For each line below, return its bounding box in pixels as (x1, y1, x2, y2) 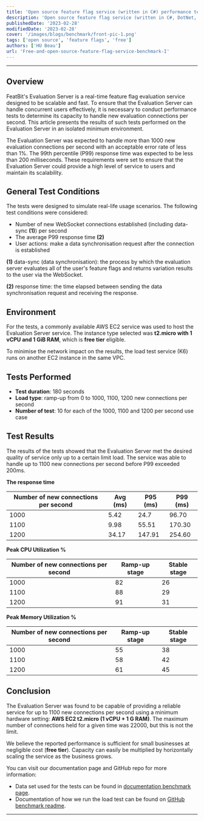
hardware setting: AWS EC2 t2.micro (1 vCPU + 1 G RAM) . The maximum (6, 715, 188, 722)
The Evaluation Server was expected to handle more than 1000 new (6, 137, 175, 144)
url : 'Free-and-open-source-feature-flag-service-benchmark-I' (6, 49, 170, 55)
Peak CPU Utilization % (6, 546, 66, 553)
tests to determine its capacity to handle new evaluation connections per (6, 112, 188, 119)
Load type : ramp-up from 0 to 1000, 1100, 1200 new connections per (15, 394, 188, 401)
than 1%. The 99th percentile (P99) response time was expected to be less (6, 149, 193, 157)
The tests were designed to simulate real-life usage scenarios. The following (6, 203, 197, 210)
